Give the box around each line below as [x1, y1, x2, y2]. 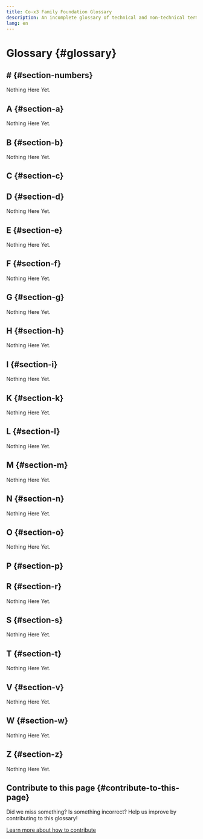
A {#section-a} [6, 103, 64, 114]
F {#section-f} [6, 258, 62, 269]
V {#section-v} [6, 682, 65, 693]
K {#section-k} [6, 393, 64, 403]
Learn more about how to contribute [6, 826, 97, 834]
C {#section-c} [6, 171, 64, 181]
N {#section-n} [6, 494, 65, 504]
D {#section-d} [6, 191, 65, 201]
